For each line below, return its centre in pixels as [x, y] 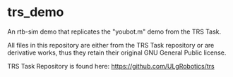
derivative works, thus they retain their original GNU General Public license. [117, 52]
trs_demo [36, 12]
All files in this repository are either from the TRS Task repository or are [111, 45]
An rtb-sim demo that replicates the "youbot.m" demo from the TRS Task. [114, 31]
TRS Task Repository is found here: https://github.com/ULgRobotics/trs [111, 66]
